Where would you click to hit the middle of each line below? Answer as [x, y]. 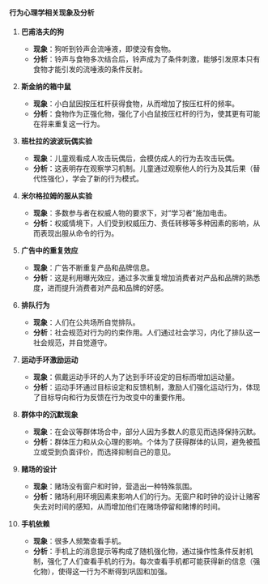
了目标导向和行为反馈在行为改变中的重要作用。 [111, 398]
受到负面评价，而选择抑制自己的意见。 [111, 452]
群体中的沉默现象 [49, 415]
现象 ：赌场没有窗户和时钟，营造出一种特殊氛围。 [115, 487]
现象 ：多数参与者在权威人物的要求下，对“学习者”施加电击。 [132, 213]
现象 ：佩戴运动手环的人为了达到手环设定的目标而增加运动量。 [136, 377]
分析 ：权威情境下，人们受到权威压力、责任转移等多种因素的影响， [143, 224]
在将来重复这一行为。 [68, 124]
